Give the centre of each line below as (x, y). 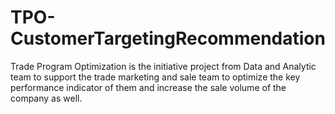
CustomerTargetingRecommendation (168, 38)
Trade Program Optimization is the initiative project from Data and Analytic (163, 66)
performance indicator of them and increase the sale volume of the (148, 87)
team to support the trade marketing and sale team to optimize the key (155, 77)
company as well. (46, 98)
